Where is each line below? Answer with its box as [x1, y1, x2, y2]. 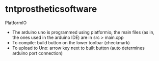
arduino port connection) [12, 50, 63, 56]
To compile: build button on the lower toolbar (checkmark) [12, 39, 130, 45]
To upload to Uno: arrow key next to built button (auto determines [12, 45, 145, 51]
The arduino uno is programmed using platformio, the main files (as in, [12, 29, 155, 35]
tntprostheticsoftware [5, 3, 97, 15]
